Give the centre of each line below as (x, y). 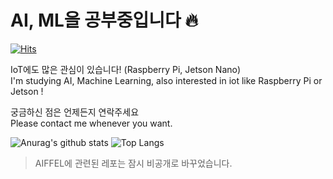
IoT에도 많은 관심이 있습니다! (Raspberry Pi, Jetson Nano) (126, 69)
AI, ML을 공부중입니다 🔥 (104, 20)
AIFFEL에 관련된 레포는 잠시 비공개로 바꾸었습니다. (133, 163)
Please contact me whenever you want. (91, 123)
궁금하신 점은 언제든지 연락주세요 (75, 112)
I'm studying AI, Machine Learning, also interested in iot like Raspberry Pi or (166, 80)
